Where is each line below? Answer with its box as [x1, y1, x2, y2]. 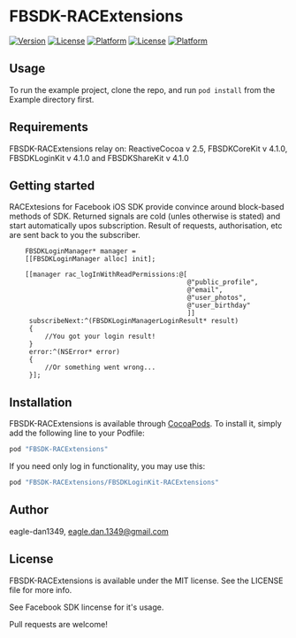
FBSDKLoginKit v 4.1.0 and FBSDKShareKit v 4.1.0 [9, 152, 190, 163]
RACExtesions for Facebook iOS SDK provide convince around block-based [9, 202, 285, 212]
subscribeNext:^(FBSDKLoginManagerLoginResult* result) [28, 317, 239, 326]
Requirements [9, 119, 88, 135]
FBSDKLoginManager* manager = [25, 247, 137, 256]
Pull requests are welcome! [9, 619, 108, 629]
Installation [9, 395, 72, 410]
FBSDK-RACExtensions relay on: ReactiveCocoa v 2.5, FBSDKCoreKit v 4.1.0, [9, 143, 288, 154]
